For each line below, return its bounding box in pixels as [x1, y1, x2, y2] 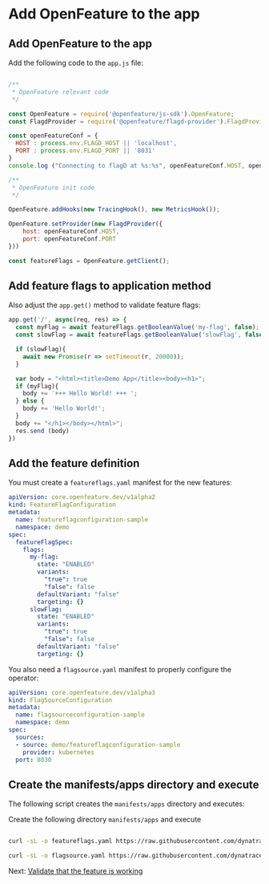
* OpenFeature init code [11, 184, 94, 192]
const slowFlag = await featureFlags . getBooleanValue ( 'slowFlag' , [15, 330, 242, 339]
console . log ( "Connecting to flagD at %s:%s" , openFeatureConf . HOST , [8, 161, 246, 169]
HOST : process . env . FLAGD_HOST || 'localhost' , [15, 140, 178, 148]
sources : [15, 733, 45, 741]
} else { [15, 397, 45, 405]
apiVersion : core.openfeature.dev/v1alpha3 [8, 688, 156, 696]
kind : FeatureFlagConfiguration [8, 501, 116, 509]
